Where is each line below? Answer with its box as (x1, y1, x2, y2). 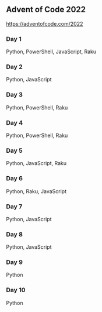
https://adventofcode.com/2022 (6, 20, 83, 27)
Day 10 (6, 286, 26, 294)
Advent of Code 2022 (6, 5, 86, 15)
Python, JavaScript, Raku (6, 160, 67, 167)
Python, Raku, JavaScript (6, 187, 67, 195)
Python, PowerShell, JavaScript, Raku (6, 48, 97, 55)
